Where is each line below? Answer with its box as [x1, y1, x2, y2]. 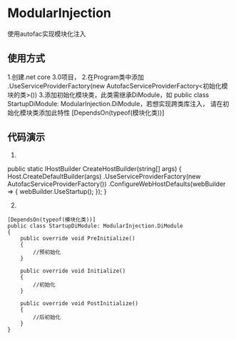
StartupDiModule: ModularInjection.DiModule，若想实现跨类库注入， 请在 [7, 99, 223, 108]
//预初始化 [33, 248, 61, 256]
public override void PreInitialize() [20, 235, 135, 242]
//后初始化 [33, 314, 61, 321]
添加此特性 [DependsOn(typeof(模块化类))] [38, 108, 165, 117]
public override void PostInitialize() [20, 299, 139, 307]
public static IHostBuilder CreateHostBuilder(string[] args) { [7, 164, 182, 172]
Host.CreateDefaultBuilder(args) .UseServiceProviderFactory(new [7, 172, 201, 180]
